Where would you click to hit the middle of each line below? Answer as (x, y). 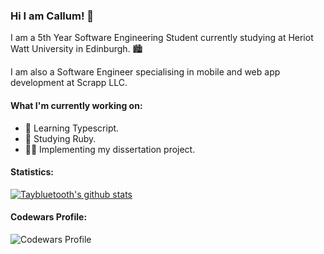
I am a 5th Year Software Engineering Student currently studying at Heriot (162, 38)
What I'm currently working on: (76, 105)
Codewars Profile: (49, 217)
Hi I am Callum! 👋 (52, 16)
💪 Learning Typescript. (72, 128)
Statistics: (32, 172)
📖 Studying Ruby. (60, 138)
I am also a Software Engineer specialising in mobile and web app (145, 72)
